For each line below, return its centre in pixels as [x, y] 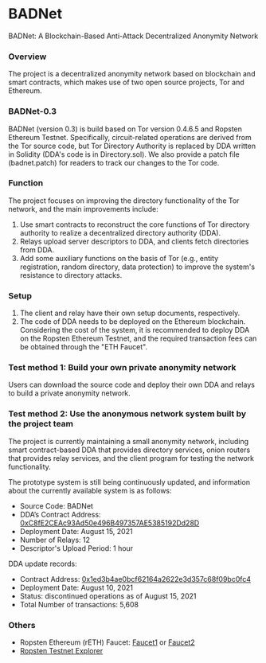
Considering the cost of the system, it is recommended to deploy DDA [135, 330]
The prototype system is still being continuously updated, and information [129, 482]
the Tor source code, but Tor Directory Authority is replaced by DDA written [132, 146]
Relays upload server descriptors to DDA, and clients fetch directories [134, 241]
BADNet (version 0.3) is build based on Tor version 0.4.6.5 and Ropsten [125, 129]
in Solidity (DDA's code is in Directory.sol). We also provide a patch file [124, 154]
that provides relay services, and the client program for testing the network [131, 458]
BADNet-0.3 [33, 111]
